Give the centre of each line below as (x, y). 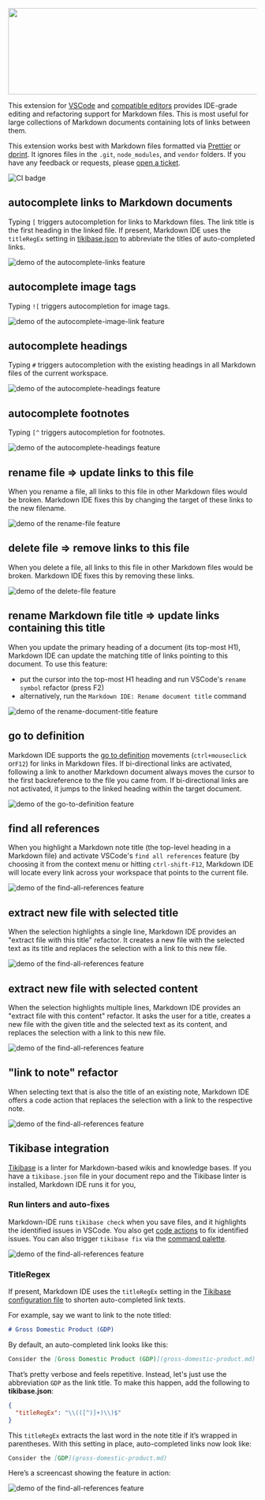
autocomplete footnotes (69, 413)
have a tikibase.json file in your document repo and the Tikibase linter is (127, 1176)
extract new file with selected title (93, 913)
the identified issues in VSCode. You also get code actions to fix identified (128, 1230)
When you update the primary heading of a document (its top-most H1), (125, 647)
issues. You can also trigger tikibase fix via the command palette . (118, 1238)
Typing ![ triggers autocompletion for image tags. (89, 306)
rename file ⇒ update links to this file (101, 472)
